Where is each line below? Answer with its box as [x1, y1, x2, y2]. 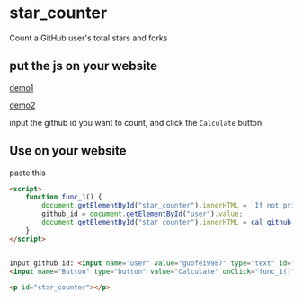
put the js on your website [9, 58, 158, 74]
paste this [9, 167, 47, 178]
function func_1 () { [25, 192, 102, 202]
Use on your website [9, 143, 128, 159]
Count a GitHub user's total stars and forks [9, 32, 168, 43]
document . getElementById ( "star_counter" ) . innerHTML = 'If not [41, 201, 280, 210]
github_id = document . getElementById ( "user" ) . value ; [41, 209, 244, 218]
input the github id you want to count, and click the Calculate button [9, 117, 262, 128]
